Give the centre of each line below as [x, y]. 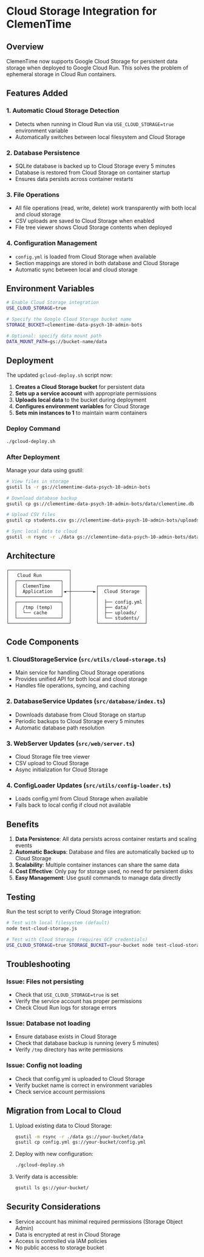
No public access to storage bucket [59, 1247]
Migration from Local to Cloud [64, 1111]
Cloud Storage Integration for [82, 11]
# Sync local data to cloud [42, 531]
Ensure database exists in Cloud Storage [66, 1036]
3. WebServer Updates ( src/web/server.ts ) [70, 743]
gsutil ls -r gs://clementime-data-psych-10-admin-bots [78, 487]
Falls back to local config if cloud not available [73, 805]
